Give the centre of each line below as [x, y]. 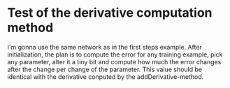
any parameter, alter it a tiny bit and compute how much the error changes [114, 61]
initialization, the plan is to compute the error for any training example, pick [115, 54]
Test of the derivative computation [110, 13]
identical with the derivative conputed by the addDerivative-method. [106, 76]
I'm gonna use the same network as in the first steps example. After [105, 47]
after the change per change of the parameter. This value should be [105, 69]
